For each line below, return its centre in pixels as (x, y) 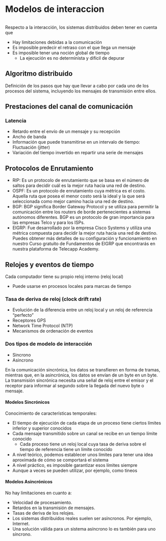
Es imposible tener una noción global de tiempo (61, 53)
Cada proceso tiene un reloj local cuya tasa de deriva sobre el (83, 444)
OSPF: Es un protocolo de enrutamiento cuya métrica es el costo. (79, 191)
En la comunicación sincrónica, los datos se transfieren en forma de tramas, (83, 369)
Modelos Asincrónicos (29, 482)
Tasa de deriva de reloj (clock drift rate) (53, 299)
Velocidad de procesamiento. (42, 503)
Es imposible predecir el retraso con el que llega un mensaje (74, 47)
